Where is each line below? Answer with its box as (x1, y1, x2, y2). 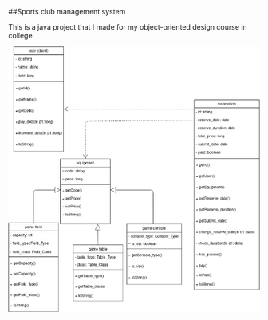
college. (8, 31, 35, 40)
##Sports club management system (8, 7, 126, 16)
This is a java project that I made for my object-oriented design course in (8, 22, 247, 31)
